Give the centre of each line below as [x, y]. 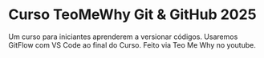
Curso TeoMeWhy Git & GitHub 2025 [132, 15]
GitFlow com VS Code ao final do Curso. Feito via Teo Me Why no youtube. [132, 44]
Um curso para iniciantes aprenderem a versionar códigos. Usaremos [123, 37]
